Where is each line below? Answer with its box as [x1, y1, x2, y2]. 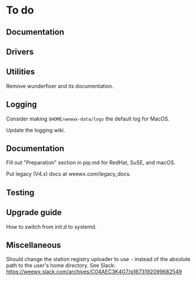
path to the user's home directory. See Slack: [6, 262, 116, 269]
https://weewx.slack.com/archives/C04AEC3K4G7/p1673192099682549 [6, 268, 182, 275]
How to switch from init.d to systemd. [6, 223, 97, 230]
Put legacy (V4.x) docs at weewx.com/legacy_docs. [6, 170, 131, 178]
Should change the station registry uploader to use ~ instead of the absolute [6, 256, 191, 263]
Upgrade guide [6, 208, 62, 218]
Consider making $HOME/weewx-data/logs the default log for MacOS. [6, 115, 170, 122]
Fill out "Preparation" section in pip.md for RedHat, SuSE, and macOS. [6, 159, 175, 166]
